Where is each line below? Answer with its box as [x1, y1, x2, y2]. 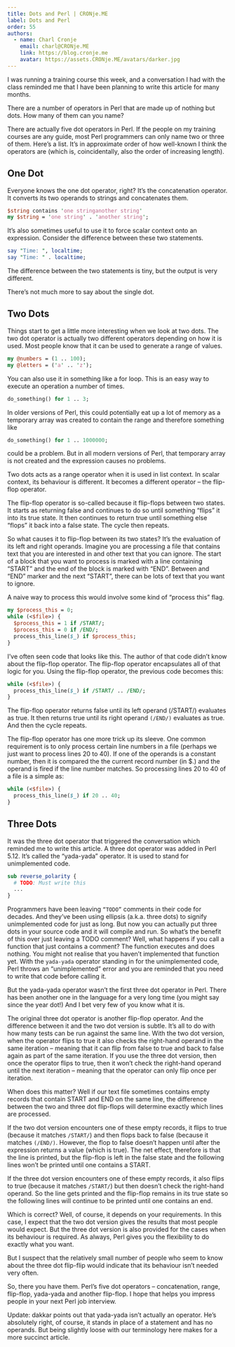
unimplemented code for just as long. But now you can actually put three [7, 920, 217, 929]
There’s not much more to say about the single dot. [7, 288, 154, 296]
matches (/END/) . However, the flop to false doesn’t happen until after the [7, 1139, 220, 1147]
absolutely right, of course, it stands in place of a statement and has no [7, 1318, 213, 1327]
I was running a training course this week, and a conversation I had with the [7, 75, 226, 84]
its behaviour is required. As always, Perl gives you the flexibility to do [7, 1233, 210, 1241]
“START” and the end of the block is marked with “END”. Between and [7, 564, 210, 573]
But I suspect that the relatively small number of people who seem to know [7, 1254, 223, 1262]
